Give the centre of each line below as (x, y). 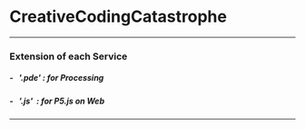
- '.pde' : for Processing (57, 78)
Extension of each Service (69, 56)
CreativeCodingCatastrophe (118, 17)
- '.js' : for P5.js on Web (57, 101)
